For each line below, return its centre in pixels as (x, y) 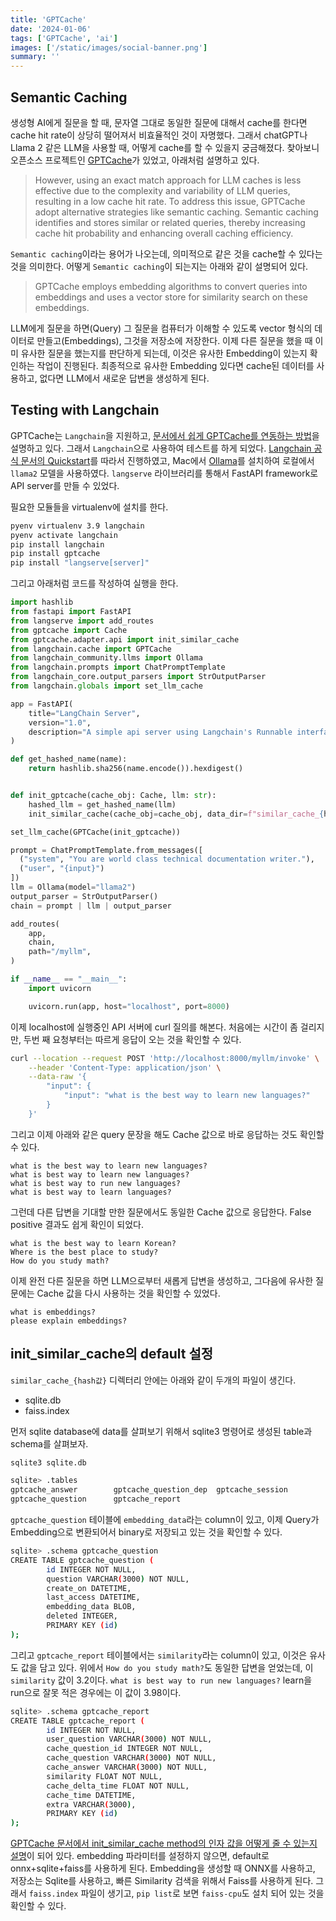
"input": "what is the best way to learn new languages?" (187, 1096)
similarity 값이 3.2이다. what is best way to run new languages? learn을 (161, 1680)
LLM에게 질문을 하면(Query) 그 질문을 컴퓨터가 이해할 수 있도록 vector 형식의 (161, 328)
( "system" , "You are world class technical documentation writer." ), (167, 859)
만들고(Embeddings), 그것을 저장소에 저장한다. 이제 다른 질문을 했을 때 (174, 340)
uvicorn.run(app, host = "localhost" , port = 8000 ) (129, 1006)
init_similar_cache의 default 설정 (112, 1354)
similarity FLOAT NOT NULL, (104, 1776)
